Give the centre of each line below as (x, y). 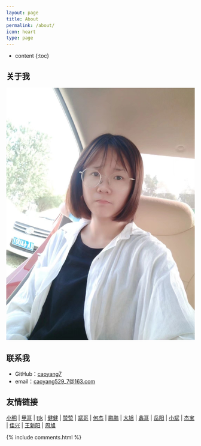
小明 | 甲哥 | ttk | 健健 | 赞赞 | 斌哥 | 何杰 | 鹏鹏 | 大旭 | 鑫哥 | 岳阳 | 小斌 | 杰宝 (100, 418)
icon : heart (21, 32)
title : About (22, 19)
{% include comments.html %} (44, 437)
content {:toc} (32, 56)
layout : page (22, 13)
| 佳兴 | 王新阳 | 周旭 (31, 425)
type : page (20, 38)
